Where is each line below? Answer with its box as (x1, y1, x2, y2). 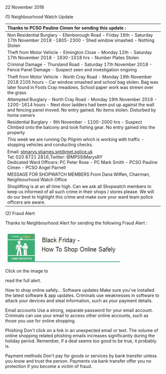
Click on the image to (5, 267, 48, 274)
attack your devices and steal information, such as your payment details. (5, 297, 153, 304)
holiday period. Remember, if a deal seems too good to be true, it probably (5, 338, 157, 344)
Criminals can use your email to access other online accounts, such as (5, 312, 149, 319)
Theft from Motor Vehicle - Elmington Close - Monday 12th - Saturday (7, 50, 152, 55)
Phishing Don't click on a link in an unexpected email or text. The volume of (5, 327, 159, 333)
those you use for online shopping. (5, 318, 76, 323)
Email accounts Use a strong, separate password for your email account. (5, 307, 153, 313)
